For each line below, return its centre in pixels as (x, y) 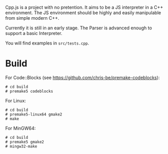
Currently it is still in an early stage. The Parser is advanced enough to (79, 28)
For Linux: (16, 100)
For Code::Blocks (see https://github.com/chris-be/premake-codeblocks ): (82, 78)
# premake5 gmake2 (25, 142)
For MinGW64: (21, 128)
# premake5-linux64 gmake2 (34, 114)
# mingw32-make (21, 146)
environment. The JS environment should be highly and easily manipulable (83, 13)
